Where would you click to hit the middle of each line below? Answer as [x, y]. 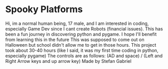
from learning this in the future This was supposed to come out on [75, 40]
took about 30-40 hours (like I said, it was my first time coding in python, [82, 50]
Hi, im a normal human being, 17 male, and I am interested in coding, [77, 23]
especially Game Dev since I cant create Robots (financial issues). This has [84, 28]
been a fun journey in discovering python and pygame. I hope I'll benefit [81, 34]
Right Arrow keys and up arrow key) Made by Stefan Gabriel [68, 61]
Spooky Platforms [44, 9]
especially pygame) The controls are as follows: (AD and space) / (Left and [84, 56]
